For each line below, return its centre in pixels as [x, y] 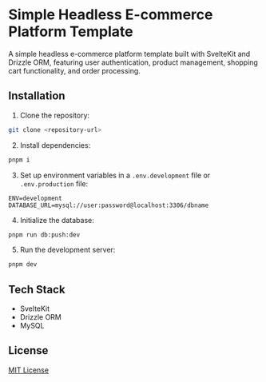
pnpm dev [23, 265]
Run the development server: [67, 250]
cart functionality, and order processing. [75, 70]
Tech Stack [37, 289]
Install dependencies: [55, 145]
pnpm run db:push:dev [44, 235]
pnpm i [19, 160]
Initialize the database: [57, 220]
